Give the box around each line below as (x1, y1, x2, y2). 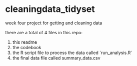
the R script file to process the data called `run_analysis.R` (12, 50, 132, 56)
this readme (12, 39, 37, 45)
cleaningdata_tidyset (5, 3, 95, 15)
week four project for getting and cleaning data (5, 20, 102, 26)
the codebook (12, 44, 41, 50)
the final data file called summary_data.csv (12, 55, 101, 61)
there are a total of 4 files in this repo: (5, 29, 82, 35)
